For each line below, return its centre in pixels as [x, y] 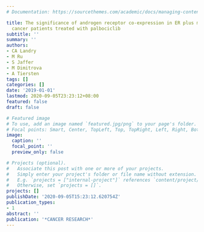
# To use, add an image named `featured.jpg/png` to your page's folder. [102, 124]
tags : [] [17, 79]
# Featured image [28, 118]
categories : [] [25, 85]
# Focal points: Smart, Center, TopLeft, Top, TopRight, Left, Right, [97, 130]
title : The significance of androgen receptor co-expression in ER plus [100, 23]
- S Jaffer [20, 62]
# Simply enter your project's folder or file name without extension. [102, 174]
